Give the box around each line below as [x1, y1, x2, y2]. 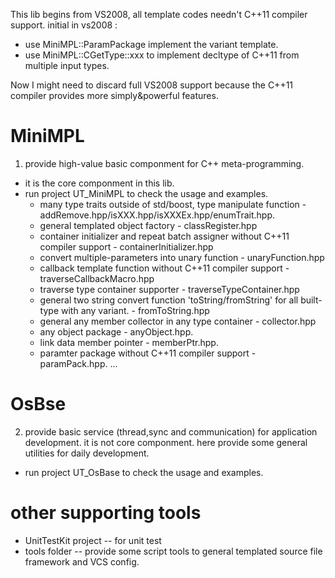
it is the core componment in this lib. [24, 177, 175, 189]
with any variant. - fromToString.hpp [60, 304, 210, 316]
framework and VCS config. [24, 555, 140, 568]
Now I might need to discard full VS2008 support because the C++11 [10, 79, 294, 91]
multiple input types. [24, 60, 110, 71]
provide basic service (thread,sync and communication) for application [24, 425, 318, 438]
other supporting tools [10, 502, 202, 524]
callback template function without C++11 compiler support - [39, 262, 290, 274]
